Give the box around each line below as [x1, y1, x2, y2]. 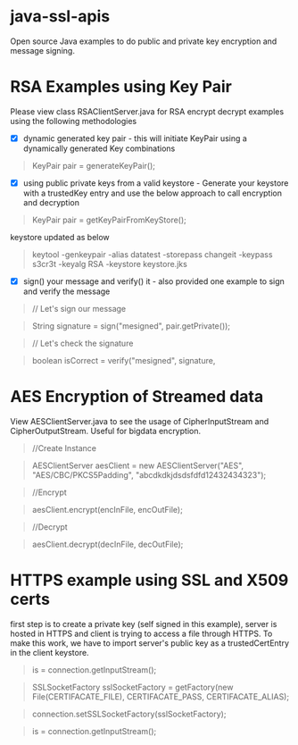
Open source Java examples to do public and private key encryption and [10, 36, 277, 46]
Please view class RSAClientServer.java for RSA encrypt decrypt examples [10, 105, 285, 117]
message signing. [10, 45, 75, 55]
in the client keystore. [10, 647, 89, 657]
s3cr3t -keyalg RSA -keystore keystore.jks [31, 259, 188, 269]
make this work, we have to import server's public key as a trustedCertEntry [10, 637, 289, 649]
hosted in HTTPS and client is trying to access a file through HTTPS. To [10, 628, 273, 639]
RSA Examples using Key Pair [10, 77, 233, 97]
